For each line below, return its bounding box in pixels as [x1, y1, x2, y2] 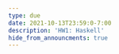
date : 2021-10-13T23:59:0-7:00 [8, 19, 112, 27]
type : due [8, 11, 41, 20]
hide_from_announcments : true [8, 33, 109, 42]
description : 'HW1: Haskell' [8, 26, 105, 34]
